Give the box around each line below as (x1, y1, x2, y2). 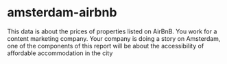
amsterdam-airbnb (7, 5, 117, 20)
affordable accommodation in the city (7, 49, 113, 57)
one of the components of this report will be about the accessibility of (7, 42, 204, 50)
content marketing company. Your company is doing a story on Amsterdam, (7, 34, 221, 42)
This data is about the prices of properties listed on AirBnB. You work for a (7, 27, 217, 35)
